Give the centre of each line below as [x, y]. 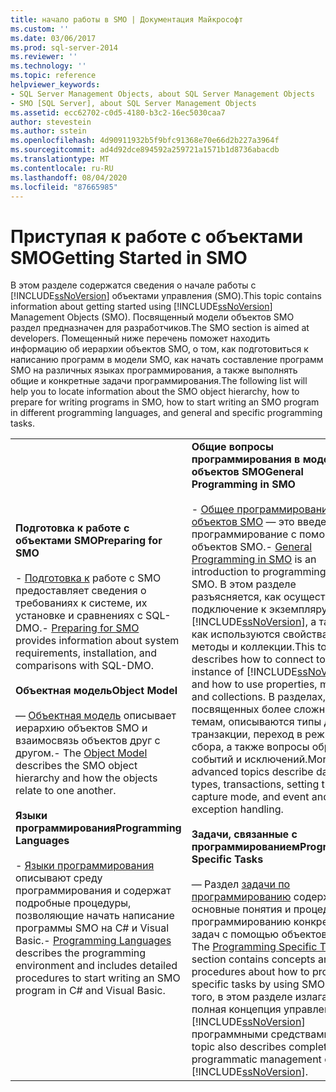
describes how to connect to [258, 659]
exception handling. [237, 809]
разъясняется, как [236, 597]
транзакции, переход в [247, 734]
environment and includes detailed [96, 966]
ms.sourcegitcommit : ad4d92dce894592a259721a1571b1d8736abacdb [145, 150]
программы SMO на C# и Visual [92, 928]
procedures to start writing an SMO [98, 978]
